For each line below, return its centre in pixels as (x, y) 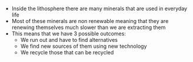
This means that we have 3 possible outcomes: (69, 34)
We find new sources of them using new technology (84, 46)
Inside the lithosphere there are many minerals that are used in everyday (99, 9)
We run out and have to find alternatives (69, 40)
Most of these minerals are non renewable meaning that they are (90, 21)
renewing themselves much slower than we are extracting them (89, 27)
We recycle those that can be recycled (67, 52)
